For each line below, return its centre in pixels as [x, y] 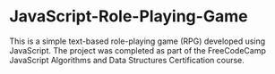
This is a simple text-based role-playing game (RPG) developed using [137, 41]
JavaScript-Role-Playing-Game [129, 16]
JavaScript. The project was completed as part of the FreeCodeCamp [137, 50]
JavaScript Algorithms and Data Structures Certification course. [127, 60]
